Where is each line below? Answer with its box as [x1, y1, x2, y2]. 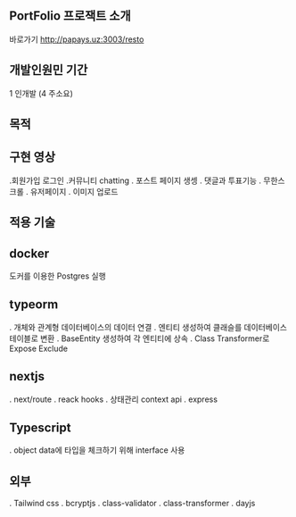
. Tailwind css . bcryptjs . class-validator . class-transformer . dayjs [9, 498, 256, 509]
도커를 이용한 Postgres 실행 [9, 271, 107, 281]
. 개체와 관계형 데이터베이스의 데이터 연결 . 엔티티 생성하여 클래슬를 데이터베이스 [9, 321, 288, 332]
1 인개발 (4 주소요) [9, 88, 74, 98]
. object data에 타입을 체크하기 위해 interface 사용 [9, 445, 185, 455]
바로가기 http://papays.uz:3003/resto [9, 34, 144, 45]
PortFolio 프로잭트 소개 [9, 8, 131, 24]
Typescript [9, 421, 71, 436]
